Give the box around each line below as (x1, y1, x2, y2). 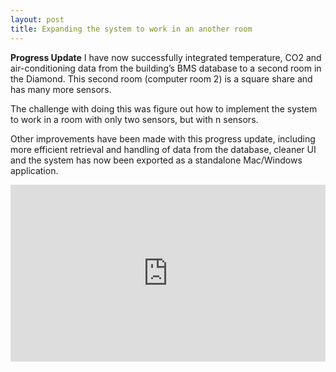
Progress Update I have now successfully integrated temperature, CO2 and (10, 51, 322, 63)
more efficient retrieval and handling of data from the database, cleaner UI (10, 143, 317, 155)
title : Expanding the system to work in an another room (10, 24, 253, 34)
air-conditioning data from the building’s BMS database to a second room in (10, 62, 322, 74)
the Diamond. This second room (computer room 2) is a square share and (10, 72, 313, 85)
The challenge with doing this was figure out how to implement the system (10, 102, 318, 115)
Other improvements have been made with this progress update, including (10, 132, 316, 145)
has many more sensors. (10, 83, 112, 95)
